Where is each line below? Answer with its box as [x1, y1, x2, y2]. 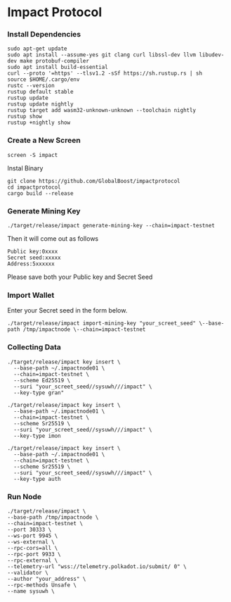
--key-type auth [13, 475, 61, 482]
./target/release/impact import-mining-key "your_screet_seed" [7, 320, 197, 327]
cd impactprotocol [7, 184, 61, 191]
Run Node [7, 491, 42, 501]
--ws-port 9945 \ [7, 532, 58, 539]
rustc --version [7, 82, 55, 89]
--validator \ [7, 569, 49, 576]
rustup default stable [7, 89, 74, 96]
